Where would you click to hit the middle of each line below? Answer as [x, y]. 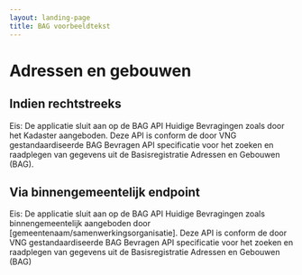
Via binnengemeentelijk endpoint [105, 192]
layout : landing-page [50, 18]
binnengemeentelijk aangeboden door [80, 224]
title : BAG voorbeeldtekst [60, 26]
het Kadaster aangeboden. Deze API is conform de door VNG [123, 135]
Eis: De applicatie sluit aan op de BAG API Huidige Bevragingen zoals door [147, 125]
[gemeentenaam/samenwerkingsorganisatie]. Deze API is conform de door [148, 233]
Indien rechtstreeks [65, 104]
